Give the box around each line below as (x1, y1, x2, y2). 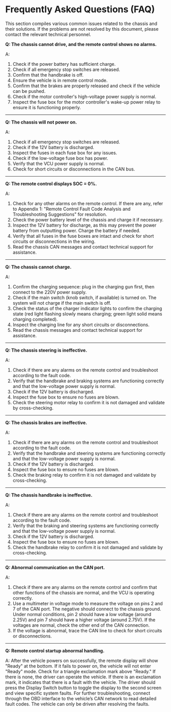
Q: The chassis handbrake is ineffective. (5, 492, 93, 498)
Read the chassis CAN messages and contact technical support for (12, 243, 154, 250)
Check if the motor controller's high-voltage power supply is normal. (12, 93, 157, 100)
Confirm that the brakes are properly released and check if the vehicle (12, 83, 160, 89)
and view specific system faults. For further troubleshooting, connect (5, 690, 151, 696)
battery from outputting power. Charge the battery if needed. (12, 227, 141, 233)
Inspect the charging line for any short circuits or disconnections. (12, 322, 150, 328)
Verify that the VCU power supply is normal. (12, 160, 105, 166)
